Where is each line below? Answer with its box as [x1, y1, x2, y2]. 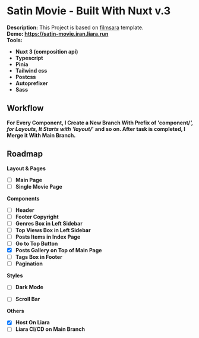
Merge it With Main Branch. [7, 132, 76, 139]
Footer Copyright [15, 213, 59, 220]
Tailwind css [15, 67, 48, 74]
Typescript [15, 54, 43, 61]
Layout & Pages [7, 165, 46, 172]
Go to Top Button [15, 240, 58, 247]
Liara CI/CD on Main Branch [15, 326, 86, 333]
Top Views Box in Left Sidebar [15, 226, 91, 233]
